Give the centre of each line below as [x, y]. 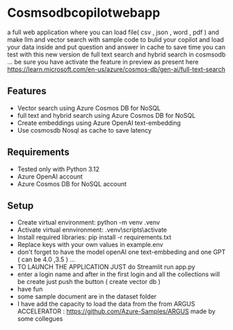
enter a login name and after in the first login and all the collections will [119, 274]
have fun [30, 289]
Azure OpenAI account [50, 177]
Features [27, 91]
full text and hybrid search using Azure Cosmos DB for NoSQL [106, 115]
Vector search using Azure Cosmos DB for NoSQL [89, 108]
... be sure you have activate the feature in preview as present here [103, 61]
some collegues [40, 319]
